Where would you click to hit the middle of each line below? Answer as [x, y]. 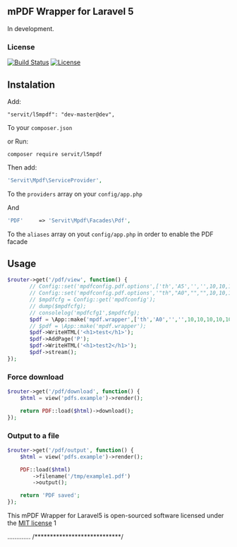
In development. [31, 28]
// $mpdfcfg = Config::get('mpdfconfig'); [93, 300]
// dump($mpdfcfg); [58, 306]
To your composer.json [40, 127]
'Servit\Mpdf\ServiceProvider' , [55, 180]
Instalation [31, 84]
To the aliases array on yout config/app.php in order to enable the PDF [110, 234]
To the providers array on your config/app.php [75, 194]
